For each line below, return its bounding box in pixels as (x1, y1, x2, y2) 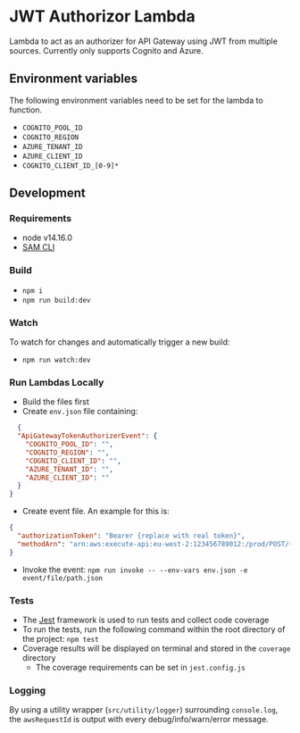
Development (9, 186, 87, 201)
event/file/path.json (21, 573, 103, 582)
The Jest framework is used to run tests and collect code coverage (21, 614, 270, 625)
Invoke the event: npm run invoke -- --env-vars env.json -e (21, 564, 248, 575)
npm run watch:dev (21, 355, 91, 365)
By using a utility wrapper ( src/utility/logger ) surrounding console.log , (9, 704, 279, 715)
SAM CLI (21, 242, 55, 253)
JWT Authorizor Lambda (9, 6, 196, 27)
